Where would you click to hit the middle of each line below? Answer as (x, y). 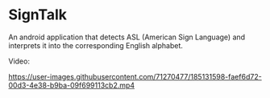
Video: (19, 61)
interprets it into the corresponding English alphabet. (96, 45)
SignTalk (37, 15)
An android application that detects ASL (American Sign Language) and (127, 37)
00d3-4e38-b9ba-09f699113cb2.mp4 (72, 85)
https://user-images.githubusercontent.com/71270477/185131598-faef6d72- (135, 76)
